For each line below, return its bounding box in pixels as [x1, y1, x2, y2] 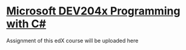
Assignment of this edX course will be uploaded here [6, 37, 139, 44]
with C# [6, 17, 47, 31]
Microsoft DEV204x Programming [6, 4, 181, 18]
